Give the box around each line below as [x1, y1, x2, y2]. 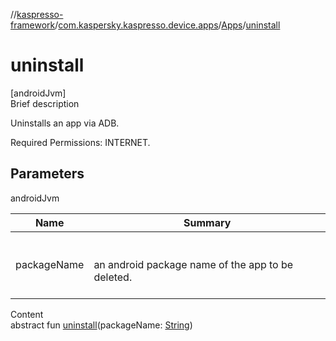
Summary [183, 215, 232, 229]
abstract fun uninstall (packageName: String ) [10, 319, 193, 331]
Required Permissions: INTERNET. [10, 136, 151, 148]
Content [10, 308, 44, 320]
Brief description [10, 97, 80, 109]
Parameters [10, 165, 85, 183]
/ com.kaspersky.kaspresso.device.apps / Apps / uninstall [54, 19, 281, 31]
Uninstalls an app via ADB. [10, 117, 120, 129]
